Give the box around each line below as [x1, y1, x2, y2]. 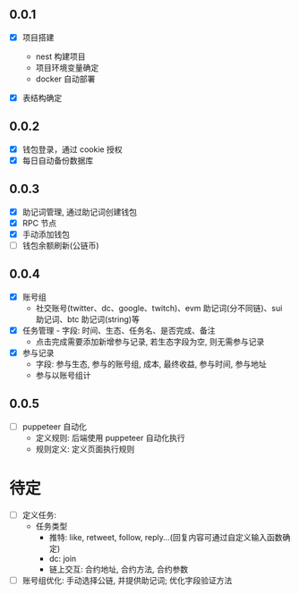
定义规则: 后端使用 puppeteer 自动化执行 [35, 432, 185, 443]
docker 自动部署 [35, 73, 96, 84]
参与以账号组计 [35, 369, 91, 380]
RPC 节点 [21, 217, 56, 228]
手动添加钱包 [21, 228, 70, 240]
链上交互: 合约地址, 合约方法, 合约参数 [48, 564, 189, 574]
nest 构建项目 [35, 51, 86, 62]
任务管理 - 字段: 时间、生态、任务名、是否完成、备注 [21, 325, 217, 335]
